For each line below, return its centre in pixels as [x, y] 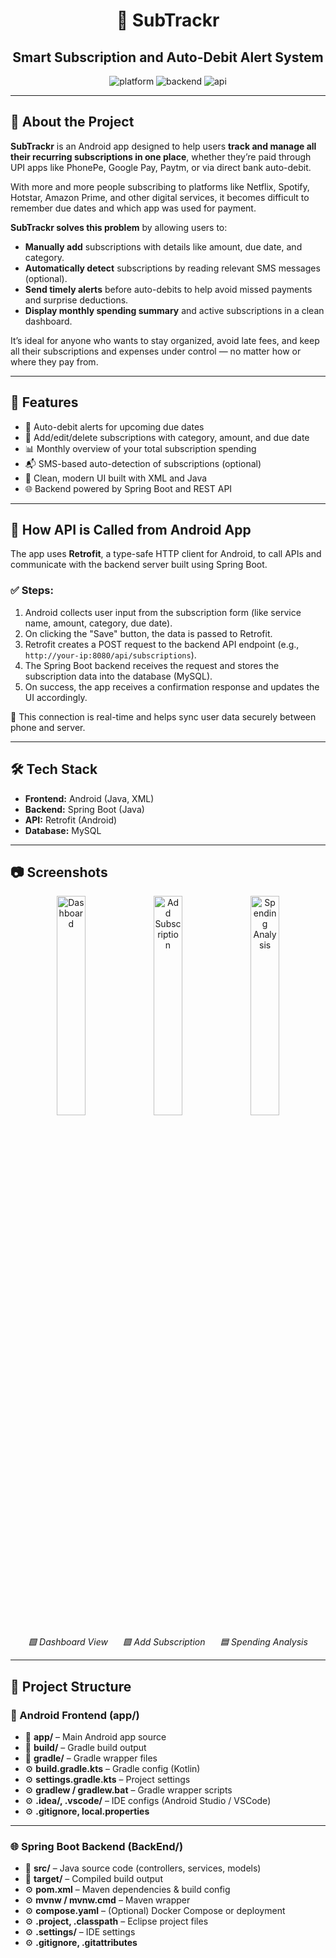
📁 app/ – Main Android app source [95, 1737]
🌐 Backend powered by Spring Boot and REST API [128, 488]
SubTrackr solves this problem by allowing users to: [119, 227]
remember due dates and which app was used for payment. [133, 208]
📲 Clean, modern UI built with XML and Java [116, 478]
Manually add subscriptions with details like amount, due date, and [163, 246]
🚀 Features [44, 402]
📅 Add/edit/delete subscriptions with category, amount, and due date [167, 437]
